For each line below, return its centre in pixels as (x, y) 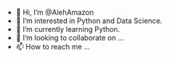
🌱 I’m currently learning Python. (68, 29)
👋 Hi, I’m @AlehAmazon (55, 12)
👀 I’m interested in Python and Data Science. (89, 21)
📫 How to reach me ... (53, 47)
